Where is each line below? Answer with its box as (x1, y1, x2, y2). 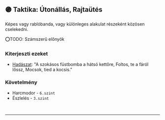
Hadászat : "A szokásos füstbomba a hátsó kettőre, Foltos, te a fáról (12, 61, 149, 67)
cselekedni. (5, 26, 28, 32)
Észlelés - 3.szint (12, 95, 49, 101)
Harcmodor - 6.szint (12, 90, 55, 96)
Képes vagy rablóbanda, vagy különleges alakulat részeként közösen (5, 21, 145, 27)
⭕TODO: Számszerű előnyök (5, 36, 65, 42)
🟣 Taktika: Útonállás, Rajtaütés (5, 5, 103, 14)
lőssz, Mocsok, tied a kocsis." (12, 67, 73, 73)
